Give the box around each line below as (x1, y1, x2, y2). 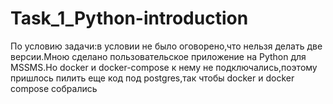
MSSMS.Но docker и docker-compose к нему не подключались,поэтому (10, 61, 318, 73)
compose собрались (10, 82, 98, 94)
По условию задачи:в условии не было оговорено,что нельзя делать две (10, 40, 323, 52)
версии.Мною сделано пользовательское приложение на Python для (10, 50, 307, 62)
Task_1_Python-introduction (10, 7, 249, 30)
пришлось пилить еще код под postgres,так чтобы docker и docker (10, 72, 295, 84)
